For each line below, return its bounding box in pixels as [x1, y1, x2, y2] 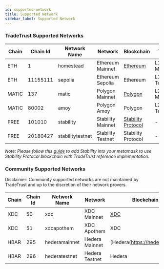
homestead [58, 62, 84, 69]
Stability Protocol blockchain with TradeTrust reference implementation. [5, 153, 150, 159]
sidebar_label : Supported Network [5, 16, 76, 21]
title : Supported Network [5, 12, 58, 17]
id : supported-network [5, 7, 51, 12]
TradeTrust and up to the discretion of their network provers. [5, 182, 127, 187]
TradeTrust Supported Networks [5, 32, 84, 39]
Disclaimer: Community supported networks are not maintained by [5, 176, 139, 182]
